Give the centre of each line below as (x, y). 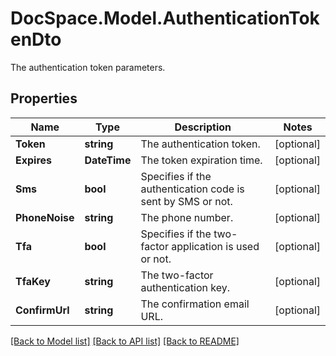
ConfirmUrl (42, 310)
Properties (44, 98)
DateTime (108, 160)
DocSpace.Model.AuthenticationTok (165, 18)
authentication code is (192, 189)
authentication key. (185, 287)
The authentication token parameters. (88, 67)
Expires (34, 160)
